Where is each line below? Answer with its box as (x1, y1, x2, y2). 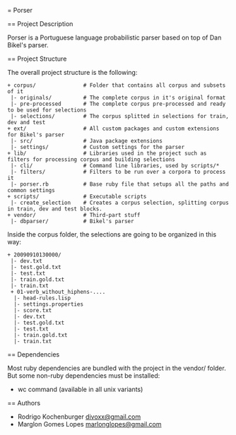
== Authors (7, 399, 41, 407)
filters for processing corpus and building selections (7, 156, 175, 163)
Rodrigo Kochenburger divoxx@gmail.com (17, 412, 141, 421)
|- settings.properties (13, 301, 83, 308)
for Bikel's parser (7, 131, 65, 138)
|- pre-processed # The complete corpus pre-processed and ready (10, 100, 226, 107)
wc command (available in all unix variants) (17, 385, 143, 393)
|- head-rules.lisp (13, 294, 71, 302)
